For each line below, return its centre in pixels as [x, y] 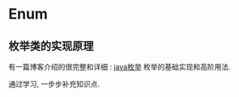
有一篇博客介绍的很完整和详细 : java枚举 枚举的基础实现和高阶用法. [119, 67]
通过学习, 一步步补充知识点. [54, 84]
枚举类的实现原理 [51, 46]
